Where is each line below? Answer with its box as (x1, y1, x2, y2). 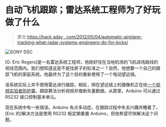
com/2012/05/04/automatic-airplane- (66, 34, 143, 40)
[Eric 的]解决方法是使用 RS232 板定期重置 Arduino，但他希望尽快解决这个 (5, 110, 154, 116)
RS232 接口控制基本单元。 (5, 94, 59, 100)
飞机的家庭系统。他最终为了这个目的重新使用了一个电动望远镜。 (9, 71, 139, 77)
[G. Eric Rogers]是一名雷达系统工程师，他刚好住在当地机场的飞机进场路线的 (5, 59, 159, 65)
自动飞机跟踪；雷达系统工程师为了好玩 (5, 4, 161, 16)
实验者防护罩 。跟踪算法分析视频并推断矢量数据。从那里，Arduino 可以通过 (9, 88, 161, 94)
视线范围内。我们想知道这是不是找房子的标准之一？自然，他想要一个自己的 (5, 65, 156, 71)
